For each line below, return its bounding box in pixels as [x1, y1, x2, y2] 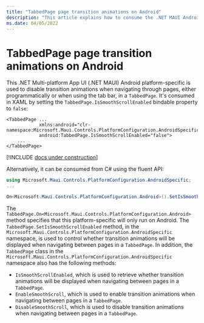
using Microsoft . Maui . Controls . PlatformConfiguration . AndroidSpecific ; [6, 177, 191, 184]
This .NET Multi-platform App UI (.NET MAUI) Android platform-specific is [6, 79, 191, 87]
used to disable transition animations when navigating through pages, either [6, 85, 196, 93]
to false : [6, 105, 29, 112]
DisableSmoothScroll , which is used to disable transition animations [15, 303, 184, 310]
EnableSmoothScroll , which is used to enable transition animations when [15, 290, 195, 298]
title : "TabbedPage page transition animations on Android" [6, 8, 162, 15]
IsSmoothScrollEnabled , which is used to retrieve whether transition [15, 271, 184, 278]
